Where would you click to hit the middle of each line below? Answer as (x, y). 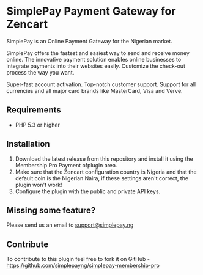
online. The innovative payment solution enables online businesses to (94, 59)
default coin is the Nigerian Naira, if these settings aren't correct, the (102, 178)
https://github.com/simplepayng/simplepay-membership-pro (83, 266)
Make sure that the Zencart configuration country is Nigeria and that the (106, 172)
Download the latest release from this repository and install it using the (104, 159)
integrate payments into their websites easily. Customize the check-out (96, 66)
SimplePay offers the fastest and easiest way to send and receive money (98, 53)
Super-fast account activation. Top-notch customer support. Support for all (101, 84)
